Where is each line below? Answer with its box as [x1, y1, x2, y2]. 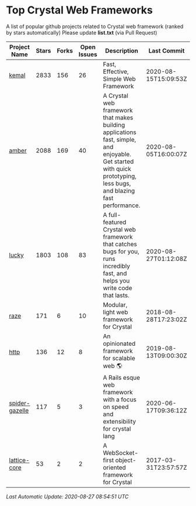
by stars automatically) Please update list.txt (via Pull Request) [6, 29, 157, 36]
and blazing [103, 187, 135, 195]
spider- [9, 399, 30, 407]
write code [103, 284, 132, 292]
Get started [103, 157, 134, 166]
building [103, 121, 125, 129]
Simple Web [103, 74, 136, 82]
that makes [103, 113, 134, 122]
